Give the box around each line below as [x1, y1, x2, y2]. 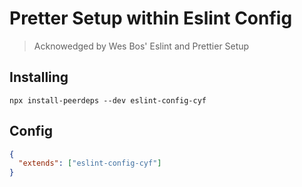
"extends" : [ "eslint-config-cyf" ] [18, 158, 162, 169]
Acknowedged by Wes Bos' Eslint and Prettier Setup [33, 40, 250, 52]
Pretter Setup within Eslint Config [9, 7, 293, 30]
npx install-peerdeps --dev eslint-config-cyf [9, 95, 207, 106]
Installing [9, 69, 69, 86]
